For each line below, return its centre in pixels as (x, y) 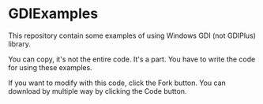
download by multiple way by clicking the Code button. (98, 91)
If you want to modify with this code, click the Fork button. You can (117, 83)
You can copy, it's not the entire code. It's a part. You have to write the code (132, 59)
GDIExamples (53, 14)
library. (20, 43)
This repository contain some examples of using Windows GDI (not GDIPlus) (132, 35)
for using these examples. (50, 67)
